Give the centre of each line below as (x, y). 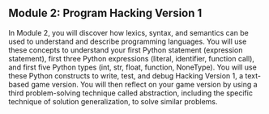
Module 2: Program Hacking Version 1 (105, 13)
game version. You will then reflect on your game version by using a (144, 84)
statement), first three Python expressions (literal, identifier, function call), (132, 58)
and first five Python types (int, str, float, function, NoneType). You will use (132, 67)
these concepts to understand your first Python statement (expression (126, 50)
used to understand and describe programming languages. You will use (128, 41)
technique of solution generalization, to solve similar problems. (113, 101)
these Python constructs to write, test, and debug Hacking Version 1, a (126, 75)
